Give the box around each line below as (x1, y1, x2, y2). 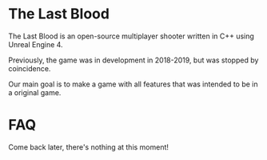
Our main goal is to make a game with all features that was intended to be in (8, 79, 258, 89)
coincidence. (8, 63, 51, 73)
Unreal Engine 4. (8, 39, 63, 49)
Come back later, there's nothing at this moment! (8, 142, 169, 152)
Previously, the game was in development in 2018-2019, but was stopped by (8, 55, 259, 65)
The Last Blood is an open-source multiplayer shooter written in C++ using (8, 31, 254, 41)
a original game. (8, 87, 62, 97)
